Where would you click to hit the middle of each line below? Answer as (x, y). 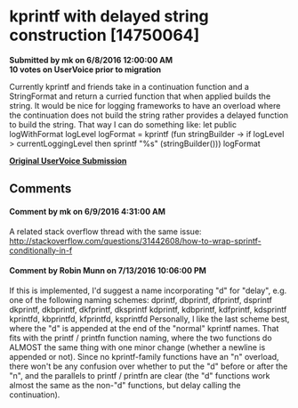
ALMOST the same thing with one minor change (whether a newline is (137, 347)
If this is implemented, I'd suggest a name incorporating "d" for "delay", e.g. (148, 290)
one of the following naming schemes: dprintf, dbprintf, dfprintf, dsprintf (141, 299)
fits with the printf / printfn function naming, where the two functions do (141, 338)
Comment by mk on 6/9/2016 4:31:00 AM (88, 211)
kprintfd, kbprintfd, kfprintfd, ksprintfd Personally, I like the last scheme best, (149, 319)
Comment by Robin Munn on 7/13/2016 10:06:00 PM (108, 271)
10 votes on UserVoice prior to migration (85, 69)
